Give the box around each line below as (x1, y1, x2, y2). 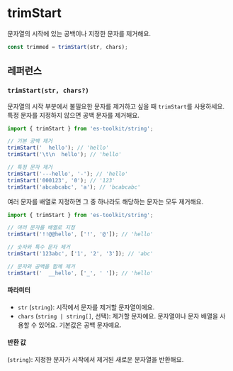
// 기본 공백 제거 (7, 138, 53, 145)
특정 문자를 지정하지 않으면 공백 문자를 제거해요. (7, 111, 140, 119)
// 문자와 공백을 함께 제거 (7, 262, 76, 270)
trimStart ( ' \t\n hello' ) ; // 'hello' (7, 151, 122, 158)
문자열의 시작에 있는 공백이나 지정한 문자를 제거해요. (7, 29, 151, 38)
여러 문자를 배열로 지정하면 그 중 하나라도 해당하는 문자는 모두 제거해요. (7, 197, 204, 206)
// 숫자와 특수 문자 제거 (7, 243, 71, 251)
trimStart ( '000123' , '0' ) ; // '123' (7, 177, 115, 184)
